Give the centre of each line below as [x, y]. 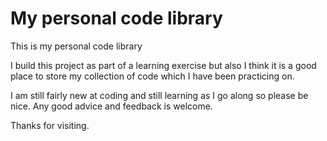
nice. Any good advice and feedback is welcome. [111, 106]
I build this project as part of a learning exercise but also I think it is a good [163, 65]
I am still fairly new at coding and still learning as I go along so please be [159, 95]
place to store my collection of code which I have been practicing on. [152, 76]
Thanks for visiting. [50, 125]
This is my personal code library [76, 46]
